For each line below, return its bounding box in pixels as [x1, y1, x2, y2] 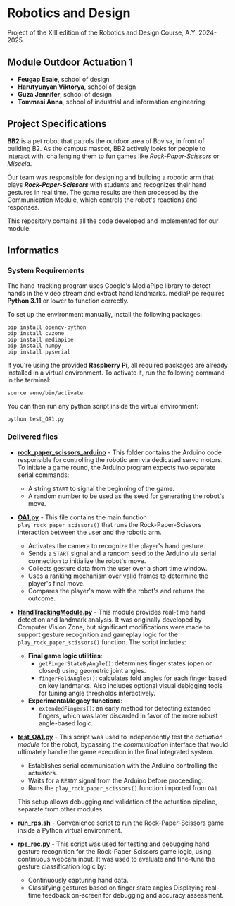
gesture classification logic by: [17, 862, 107, 871]
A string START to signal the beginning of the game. [27, 484, 174, 493]
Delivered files [7, 432, 58, 442]
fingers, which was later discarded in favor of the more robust [38, 711, 218, 720]
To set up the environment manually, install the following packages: [7, 310, 203, 319]
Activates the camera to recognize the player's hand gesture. [27, 541, 205, 550]
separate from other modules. [17, 804, 104, 813]
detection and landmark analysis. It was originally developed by [17, 615, 202, 624]
